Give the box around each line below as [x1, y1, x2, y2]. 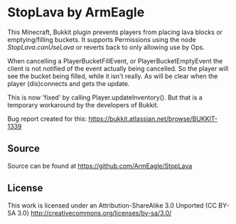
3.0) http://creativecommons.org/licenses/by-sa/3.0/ [17, 208, 172, 217]
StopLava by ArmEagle [7, 4, 145, 21]
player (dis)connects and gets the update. [7, 79, 130, 87]
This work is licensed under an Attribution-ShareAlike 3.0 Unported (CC [7, 201, 217, 210]
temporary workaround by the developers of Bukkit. [7, 100, 159, 109]
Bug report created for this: [7, 114, 87, 123]
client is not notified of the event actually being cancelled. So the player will [7, 64, 229, 73]
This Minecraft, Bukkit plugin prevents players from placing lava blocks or [7, 28, 222, 36]
